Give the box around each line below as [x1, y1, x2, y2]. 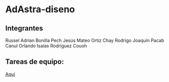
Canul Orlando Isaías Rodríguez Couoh [5, 43, 87, 49]
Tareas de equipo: [5, 58, 64, 66]
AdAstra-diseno [5, 4, 75, 15]
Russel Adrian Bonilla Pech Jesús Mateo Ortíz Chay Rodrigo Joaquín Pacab [5, 37, 164, 43]
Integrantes [5, 24, 44, 33]
